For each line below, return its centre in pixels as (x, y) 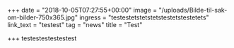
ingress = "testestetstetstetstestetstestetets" (144, 17)
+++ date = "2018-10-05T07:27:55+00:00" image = (82, 10)
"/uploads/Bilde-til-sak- (193, 10)
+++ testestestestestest (42, 38)
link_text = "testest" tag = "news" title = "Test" (75, 25)
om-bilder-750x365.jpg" (42, 17)
